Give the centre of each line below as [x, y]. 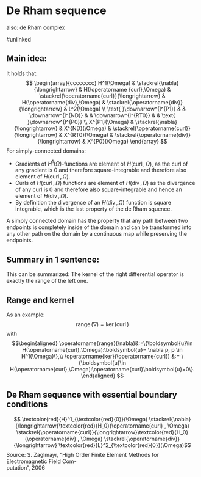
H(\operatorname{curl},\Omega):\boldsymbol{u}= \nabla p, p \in [102, 350]
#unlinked [19, 39]
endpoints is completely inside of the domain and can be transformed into [99, 227]
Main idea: [27, 59]
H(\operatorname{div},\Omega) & [64, 102]
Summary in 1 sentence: [53, 259]
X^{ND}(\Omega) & [87, 128]
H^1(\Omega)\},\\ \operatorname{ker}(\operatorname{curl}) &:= [100, 356]
